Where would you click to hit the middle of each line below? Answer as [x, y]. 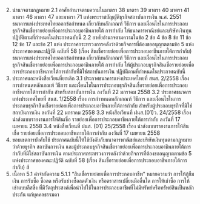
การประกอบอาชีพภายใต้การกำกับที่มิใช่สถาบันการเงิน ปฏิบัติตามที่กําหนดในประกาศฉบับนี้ [99, 71]
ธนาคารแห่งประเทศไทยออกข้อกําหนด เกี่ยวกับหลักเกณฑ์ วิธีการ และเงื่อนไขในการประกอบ [100, 58]
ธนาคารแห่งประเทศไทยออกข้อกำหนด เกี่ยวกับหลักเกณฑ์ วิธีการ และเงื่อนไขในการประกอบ [100, 24]
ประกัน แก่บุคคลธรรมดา [35, 194]
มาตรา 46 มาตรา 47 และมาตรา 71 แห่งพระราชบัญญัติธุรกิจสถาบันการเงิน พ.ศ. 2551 [97, 17]
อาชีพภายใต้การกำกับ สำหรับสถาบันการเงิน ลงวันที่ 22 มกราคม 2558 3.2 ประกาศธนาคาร [102, 92]
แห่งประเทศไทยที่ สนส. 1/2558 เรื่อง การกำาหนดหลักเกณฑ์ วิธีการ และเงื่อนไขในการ [97, 99]
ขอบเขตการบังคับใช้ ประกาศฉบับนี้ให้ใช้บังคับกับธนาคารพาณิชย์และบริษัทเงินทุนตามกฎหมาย [102, 140]
